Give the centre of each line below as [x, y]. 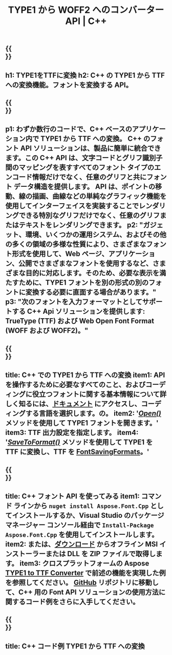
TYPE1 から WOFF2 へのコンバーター [86, 10]
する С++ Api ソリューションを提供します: [79, 311]
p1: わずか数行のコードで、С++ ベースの [69, 129]
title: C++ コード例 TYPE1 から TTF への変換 [75, 646]
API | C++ [86, 21]
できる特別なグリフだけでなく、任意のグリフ [89, 216]
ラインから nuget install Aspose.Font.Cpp [81, 506]
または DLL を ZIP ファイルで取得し [101, 553]
